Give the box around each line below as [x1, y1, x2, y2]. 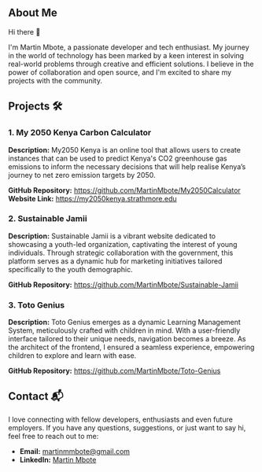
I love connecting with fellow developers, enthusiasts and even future [8, 415, 234, 424]
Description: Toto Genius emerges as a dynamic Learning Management [8, 318, 242, 327]
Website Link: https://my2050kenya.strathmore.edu [8, 194, 177, 203]
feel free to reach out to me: [8, 431, 99, 441]
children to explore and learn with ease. [8, 351, 137, 360]
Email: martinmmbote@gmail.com [19, 446, 131, 455]
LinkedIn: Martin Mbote [19, 455, 97, 464]
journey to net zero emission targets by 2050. [8, 170, 156, 179]
